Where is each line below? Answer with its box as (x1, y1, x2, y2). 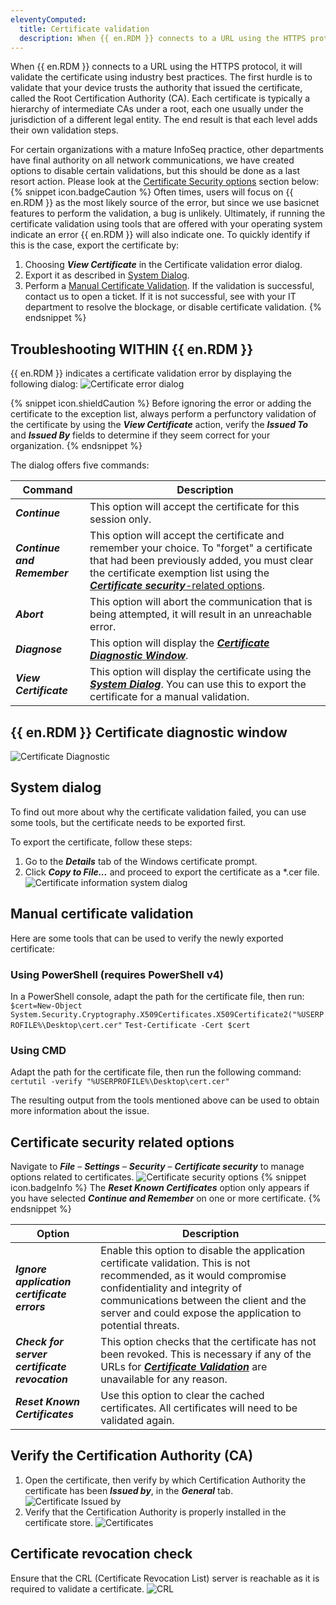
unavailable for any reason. (100, 1372, 228, 1386)
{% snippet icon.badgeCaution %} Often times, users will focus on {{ (10, 186, 294, 198)
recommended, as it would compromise (100, 1269, 287, 1283)
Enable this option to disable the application (100, 1244, 306, 1258)
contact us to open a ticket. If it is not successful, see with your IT (24, 291, 297, 303)
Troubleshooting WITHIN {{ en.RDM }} (10, 341, 254, 358)
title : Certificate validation (19, 24, 150, 34)
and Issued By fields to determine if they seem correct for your (10, 429, 271, 441)
